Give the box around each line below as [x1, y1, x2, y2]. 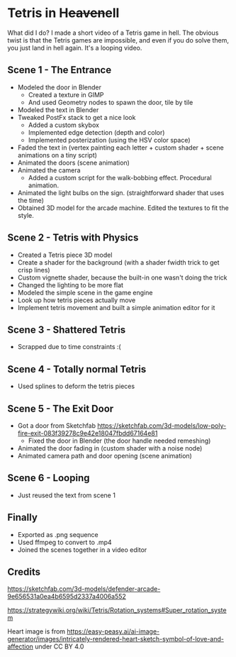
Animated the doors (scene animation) [17, 158, 130, 167]
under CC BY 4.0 [35, 642, 84, 651]
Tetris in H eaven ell [7, 5, 120, 21]
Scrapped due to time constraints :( [17, 343, 122, 351]
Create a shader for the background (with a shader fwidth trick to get [17, 258, 220, 267]
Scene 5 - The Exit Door [7, 402, 114, 414]
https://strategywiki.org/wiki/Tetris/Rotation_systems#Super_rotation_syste [7, 606, 227, 614]
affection [7, 642, 34, 651]
